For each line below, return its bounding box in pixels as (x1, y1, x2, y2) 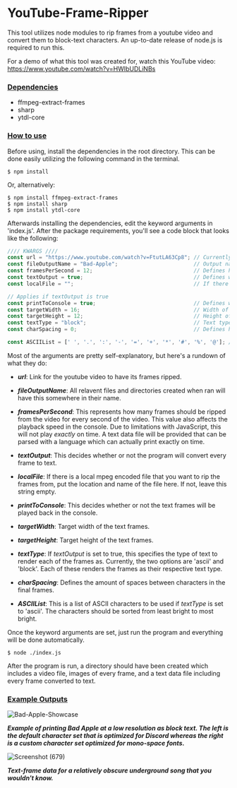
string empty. (17, 487, 56, 496)
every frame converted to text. (7, 676, 97, 685)
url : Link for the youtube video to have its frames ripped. (17, 372, 182, 381)
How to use (7, 131, 47, 141)
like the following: (7, 234, 59, 242)
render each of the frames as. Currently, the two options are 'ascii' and (17, 556, 224, 566)
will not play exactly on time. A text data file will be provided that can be (17, 429, 227, 438)
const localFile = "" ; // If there (7, 280, 229, 287)
